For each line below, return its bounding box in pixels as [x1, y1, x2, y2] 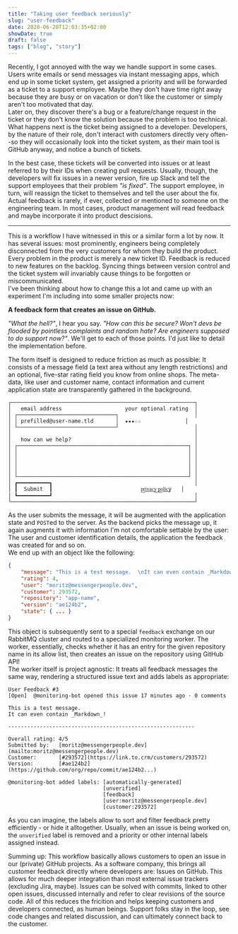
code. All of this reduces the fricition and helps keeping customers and [8, 897, 215, 905]
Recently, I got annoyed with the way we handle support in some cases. [8, 63, 217, 71]
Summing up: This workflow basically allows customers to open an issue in [8, 852, 227, 861]
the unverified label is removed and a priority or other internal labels [8, 831, 208, 839]
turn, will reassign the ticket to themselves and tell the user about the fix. [8, 189, 220, 197]
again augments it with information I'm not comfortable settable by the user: [8, 526, 229, 534]
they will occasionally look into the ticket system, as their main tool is [19, 138, 220, 146]
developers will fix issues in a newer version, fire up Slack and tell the [8, 174, 210, 182]
